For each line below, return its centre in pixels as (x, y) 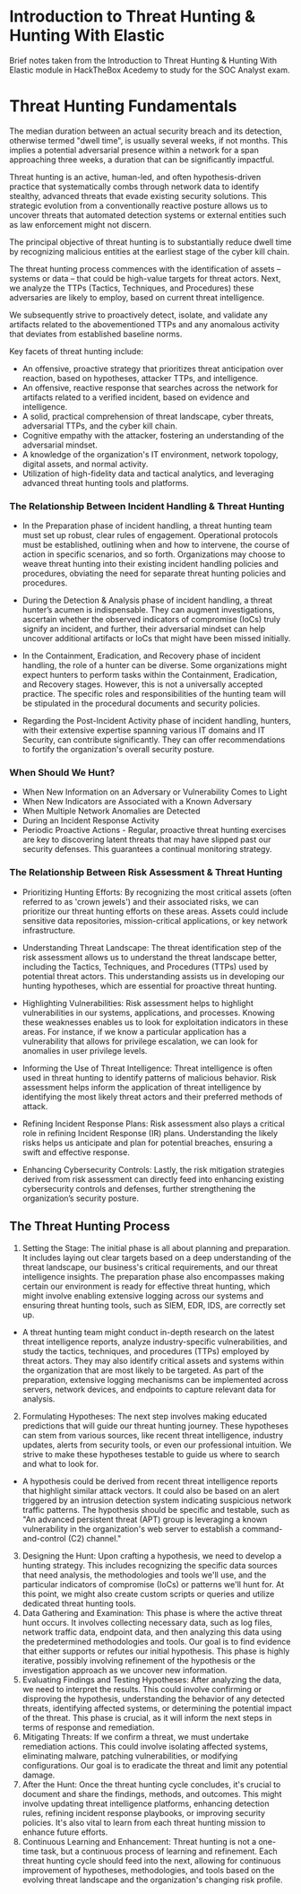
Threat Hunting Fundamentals (123, 106)
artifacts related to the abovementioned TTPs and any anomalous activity (145, 324)
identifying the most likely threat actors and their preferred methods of (152, 1097)
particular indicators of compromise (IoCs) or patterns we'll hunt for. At (153, 1584)
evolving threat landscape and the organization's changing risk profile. (152, 1880)
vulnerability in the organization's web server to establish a (131, 1529)
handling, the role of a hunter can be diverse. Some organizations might (155, 665)
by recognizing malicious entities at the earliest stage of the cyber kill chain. (150, 251)
